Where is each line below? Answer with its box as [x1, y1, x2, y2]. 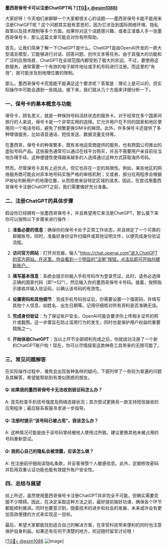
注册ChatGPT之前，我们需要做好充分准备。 [22, 184, 111, 190]
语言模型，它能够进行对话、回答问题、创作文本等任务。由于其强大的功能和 [9, 51, 162, 57]
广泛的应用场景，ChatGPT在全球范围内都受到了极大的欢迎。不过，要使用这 [5, 57, 159, 63]
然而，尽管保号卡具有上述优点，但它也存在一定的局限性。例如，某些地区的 [5, 165, 158, 171]
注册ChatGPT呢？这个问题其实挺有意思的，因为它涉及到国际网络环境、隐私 [5, 22, 159, 27]
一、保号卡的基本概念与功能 [5, 100, 72, 107]
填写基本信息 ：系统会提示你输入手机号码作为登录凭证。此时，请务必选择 [12, 273, 161, 279]
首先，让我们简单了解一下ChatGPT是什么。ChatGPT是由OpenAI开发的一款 [5, 45, 158, 50]
